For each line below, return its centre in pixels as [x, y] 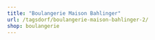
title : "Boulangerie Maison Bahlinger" [64, 13]
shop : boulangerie [33, 26]
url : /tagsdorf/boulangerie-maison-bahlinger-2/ [78, 20]
